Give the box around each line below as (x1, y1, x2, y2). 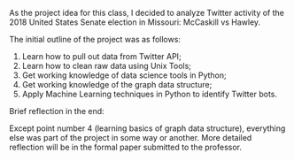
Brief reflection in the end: (9, 106, 104, 116)
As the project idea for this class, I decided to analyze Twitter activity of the (9, 8, 285, 18)
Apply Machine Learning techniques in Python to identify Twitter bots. (21, 88, 277, 99)
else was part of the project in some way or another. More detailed (9, 133, 252, 142)
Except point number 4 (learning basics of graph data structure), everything (9, 123, 286, 134)
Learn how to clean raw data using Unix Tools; (21, 61, 192, 71)
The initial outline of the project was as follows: (9, 34, 182, 44)
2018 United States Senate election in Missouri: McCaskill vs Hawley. (9, 17, 261, 27)
